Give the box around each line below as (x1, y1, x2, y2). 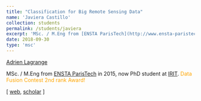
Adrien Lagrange (6, 58, 48, 66)
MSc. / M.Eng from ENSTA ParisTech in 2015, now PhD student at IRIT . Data (6, 70, 193, 77)
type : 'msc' (6, 42, 36, 48)
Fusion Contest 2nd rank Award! (6, 76, 86, 84)
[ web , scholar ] (6, 88, 45, 95)
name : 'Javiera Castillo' (6, 14, 71, 20)
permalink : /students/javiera (6, 25, 82, 32)
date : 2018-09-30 (6, 36, 50, 42)
